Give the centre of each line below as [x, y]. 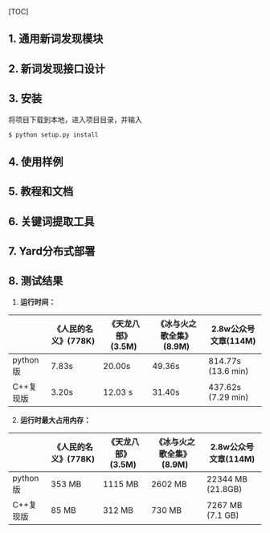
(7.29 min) [229, 397]
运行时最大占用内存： [55, 420]
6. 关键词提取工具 [51, 221]
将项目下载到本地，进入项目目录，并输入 [75, 119]
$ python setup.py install [53, 135]
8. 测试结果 [36, 281]
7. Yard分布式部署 [52, 251]
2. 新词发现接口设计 [57, 69]
